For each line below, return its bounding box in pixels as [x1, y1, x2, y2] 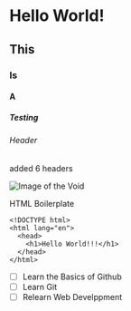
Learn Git [22, 281, 57, 292]
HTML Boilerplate [9, 198, 75, 209]
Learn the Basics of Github [22, 271, 122, 282]
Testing [9, 112, 39, 122]
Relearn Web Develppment [22, 291, 123, 302]
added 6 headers [9, 162, 74, 173]
